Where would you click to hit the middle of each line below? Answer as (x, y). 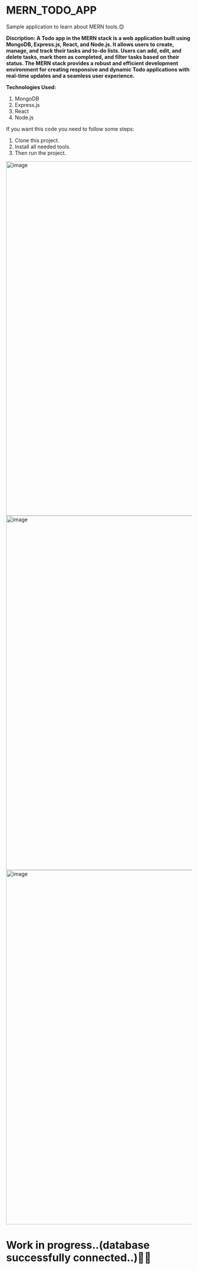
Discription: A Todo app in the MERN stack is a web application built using (98, 38)
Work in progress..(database (78, 1245)
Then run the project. (40, 153)
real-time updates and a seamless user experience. (70, 76)
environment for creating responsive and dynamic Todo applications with (98, 69)
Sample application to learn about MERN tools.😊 (65, 27)
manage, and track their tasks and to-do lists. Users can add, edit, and (94, 50)
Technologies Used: (31, 87)
